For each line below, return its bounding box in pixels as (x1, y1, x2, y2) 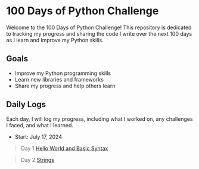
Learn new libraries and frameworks (14, 76, 104, 83)
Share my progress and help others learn (14, 82, 116, 89)
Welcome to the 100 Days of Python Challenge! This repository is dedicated (6, 24, 192, 31)
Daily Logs (6, 99, 46, 109)
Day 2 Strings (20, 156, 55, 163)
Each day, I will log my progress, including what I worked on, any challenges (6, 115, 193, 123)
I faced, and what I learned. (6, 121, 73, 129)
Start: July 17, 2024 (14, 133, 63, 140)
